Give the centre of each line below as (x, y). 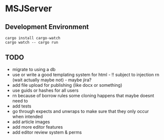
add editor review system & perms (47, 132)
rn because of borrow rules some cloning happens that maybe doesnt (83, 95)
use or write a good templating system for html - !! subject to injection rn (86, 74)
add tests (22, 106)
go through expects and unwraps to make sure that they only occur (81, 111)
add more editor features (37, 127)
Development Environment (47, 27)
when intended (27, 116)
